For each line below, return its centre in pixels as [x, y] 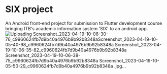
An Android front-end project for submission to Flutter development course [84, 23]
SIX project [29, 9]
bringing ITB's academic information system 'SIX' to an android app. [77, 28]
